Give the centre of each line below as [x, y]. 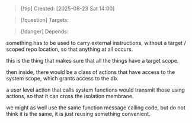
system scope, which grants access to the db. [62, 78]
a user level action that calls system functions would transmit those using [96, 90]
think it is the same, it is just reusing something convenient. [78, 114]
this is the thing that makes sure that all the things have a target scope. [92, 61]
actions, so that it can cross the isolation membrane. [70, 96]
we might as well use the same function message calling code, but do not [96, 108]
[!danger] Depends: [44, 31]
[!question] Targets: [45, 20]
